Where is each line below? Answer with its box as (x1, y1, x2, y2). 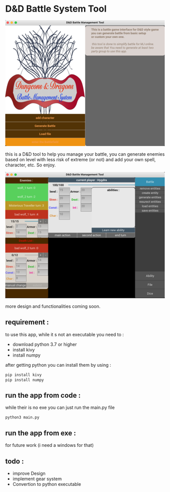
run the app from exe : (5, 429, 76, 437)
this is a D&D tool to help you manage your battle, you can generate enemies (5, 151, 165, 157)
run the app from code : (5, 391, 81, 400)
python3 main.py (5, 415, 39, 420)
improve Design (12, 470, 46, 477)
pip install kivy (5, 372, 42, 377)
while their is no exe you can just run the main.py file (5, 404, 115, 411)
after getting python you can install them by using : (5, 362, 111, 368)
